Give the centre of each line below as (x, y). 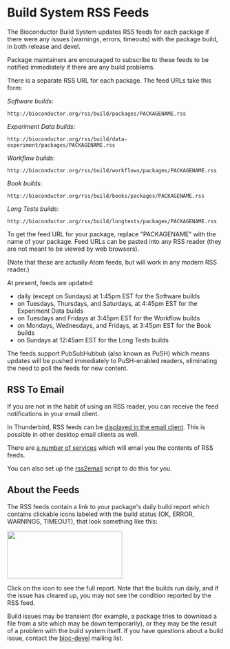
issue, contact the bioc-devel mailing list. (65, 638)
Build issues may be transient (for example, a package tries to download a (112, 616)
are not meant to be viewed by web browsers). (73, 249)
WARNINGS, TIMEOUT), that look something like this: (83, 521)
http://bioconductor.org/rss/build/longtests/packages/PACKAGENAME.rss (112, 221)
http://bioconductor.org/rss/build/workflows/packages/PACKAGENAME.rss (112, 170)
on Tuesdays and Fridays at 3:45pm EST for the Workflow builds (108, 318)
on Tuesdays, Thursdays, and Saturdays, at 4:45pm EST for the (107, 303)
